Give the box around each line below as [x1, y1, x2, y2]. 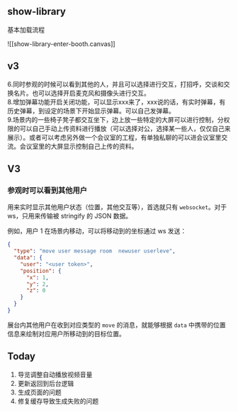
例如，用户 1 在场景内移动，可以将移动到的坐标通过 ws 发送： [7, 227, 187, 235]
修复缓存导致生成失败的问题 [17, 396, 99, 405]
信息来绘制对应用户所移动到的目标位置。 [7, 329, 125, 338]
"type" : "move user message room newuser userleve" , [13, 247, 176, 255]
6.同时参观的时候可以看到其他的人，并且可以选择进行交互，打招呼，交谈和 [7, 79, 225, 88]
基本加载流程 [7, 25, 45, 34]
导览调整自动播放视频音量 [17, 370, 93, 379]
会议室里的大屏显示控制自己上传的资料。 [19, 142, 138, 150]
